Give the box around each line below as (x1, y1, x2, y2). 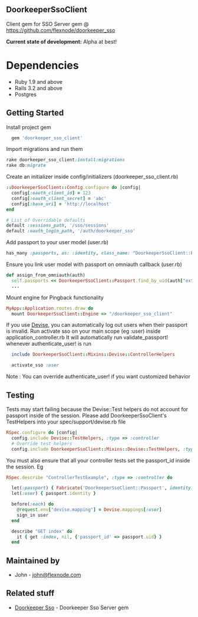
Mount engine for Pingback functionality (6, 294, 104, 301)
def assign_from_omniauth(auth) (6, 273, 85, 278)
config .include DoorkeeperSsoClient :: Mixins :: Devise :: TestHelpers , (11, 446, 181, 452)
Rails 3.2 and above (14, 84, 63, 91)
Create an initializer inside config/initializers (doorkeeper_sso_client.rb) (6, 173, 179, 180)
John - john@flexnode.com (14, 572, 81, 579)
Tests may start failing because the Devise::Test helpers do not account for (6, 406, 189, 412)
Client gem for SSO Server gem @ (6, 20, 89, 27)
